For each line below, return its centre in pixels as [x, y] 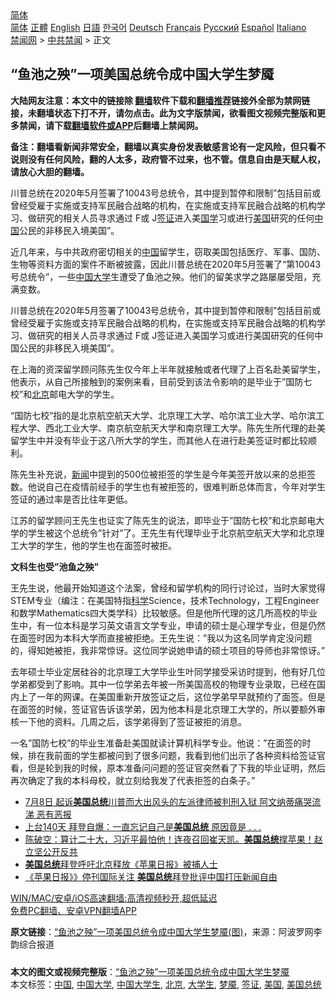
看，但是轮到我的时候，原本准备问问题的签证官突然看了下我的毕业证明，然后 [168, 768]
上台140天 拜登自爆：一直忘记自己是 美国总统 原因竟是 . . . [143, 826]
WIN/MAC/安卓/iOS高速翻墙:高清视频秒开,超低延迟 [114, 898]
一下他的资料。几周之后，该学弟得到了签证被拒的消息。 [132, 721]
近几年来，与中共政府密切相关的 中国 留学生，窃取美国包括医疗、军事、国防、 [168, 251]
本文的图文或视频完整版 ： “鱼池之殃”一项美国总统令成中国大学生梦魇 [150, 971]
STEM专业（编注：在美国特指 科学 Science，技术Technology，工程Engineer [165, 600]
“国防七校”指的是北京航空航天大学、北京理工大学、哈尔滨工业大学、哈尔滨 [163, 415]
